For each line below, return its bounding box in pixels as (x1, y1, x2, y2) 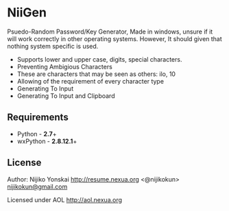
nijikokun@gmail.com (7, 182, 68, 190)
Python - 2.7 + (16, 129, 57, 138)
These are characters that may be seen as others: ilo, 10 (16, 70, 176, 78)
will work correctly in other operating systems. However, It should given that (7, 34, 223, 42)
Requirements (7, 112, 69, 123)
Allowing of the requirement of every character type (16, 77, 165, 85)
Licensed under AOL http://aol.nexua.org (7, 195, 122, 203)
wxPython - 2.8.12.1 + (16, 137, 77, 145)
